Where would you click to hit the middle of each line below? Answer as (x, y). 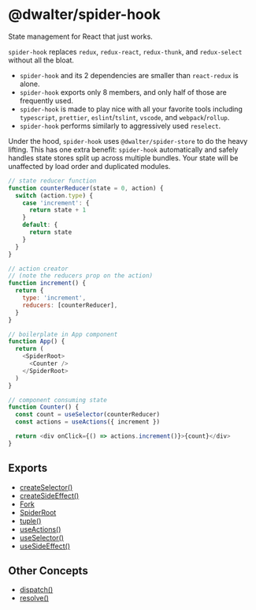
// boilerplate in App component (63, 334)
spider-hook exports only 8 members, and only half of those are (123, 92)
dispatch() (36, 589)
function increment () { (47, 283)
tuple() (30, 521)
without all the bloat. (41, 60)
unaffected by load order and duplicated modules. (89, 166)
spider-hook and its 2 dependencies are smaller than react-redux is (129, 75)
